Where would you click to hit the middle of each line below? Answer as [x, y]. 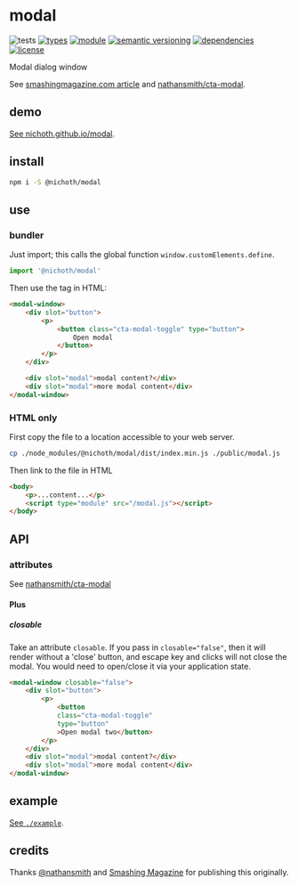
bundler [27, 235]
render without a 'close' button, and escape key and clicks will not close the [148, 656]
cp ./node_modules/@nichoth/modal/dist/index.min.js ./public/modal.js [145, 453]
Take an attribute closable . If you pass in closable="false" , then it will [138, 647]
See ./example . [36, 822]
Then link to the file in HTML [61, 470]
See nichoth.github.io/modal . [62, 134]
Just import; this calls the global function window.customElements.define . [142, 255]
